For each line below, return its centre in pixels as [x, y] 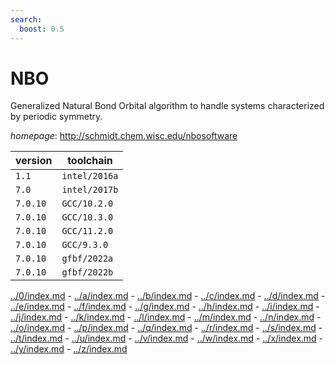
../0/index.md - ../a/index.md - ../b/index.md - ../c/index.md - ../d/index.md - [168, 296]
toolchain [90, 161]
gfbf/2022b [87, 272]
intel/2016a [90, 176]
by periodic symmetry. [56, 117]
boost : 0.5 [42, 29]
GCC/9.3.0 [85, 245]
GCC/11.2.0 [87, 231]
